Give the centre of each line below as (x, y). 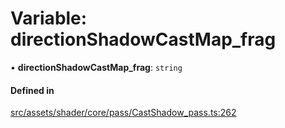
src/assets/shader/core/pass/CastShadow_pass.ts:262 (123, 113)
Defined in (32, 90)
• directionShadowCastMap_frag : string (96, 67)
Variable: (49, 18)
